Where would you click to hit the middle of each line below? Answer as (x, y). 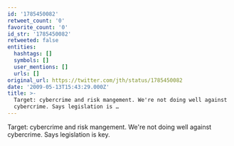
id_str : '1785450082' (39, 34)
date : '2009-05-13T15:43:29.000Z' (59, 87)
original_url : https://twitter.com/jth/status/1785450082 (95, 80)
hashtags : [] (33, 54)
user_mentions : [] (41, 67)
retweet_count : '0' (36, 21)
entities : (22, 47)
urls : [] (27, 73)
